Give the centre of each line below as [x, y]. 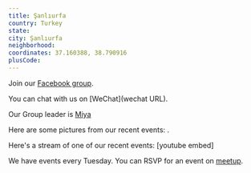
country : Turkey [35, 23]
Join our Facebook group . [51, 83]
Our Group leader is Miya [50, 114]
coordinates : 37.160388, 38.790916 [68, 53]
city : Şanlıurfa [35, 38]
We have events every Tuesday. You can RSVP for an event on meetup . [126, 160]
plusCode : [25, 61]
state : [19, 30]
